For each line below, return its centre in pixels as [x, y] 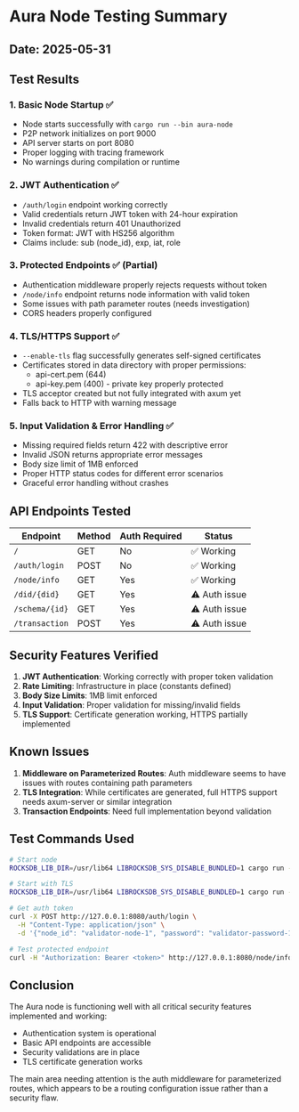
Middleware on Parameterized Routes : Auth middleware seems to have [154, 773]
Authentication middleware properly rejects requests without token [145, 284]
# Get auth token [41, 909]
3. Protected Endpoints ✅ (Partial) [84, 265]
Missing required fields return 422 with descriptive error [125, 445]
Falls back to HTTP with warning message [99, 403]
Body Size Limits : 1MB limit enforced [89, 695]
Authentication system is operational [89, 1034]
